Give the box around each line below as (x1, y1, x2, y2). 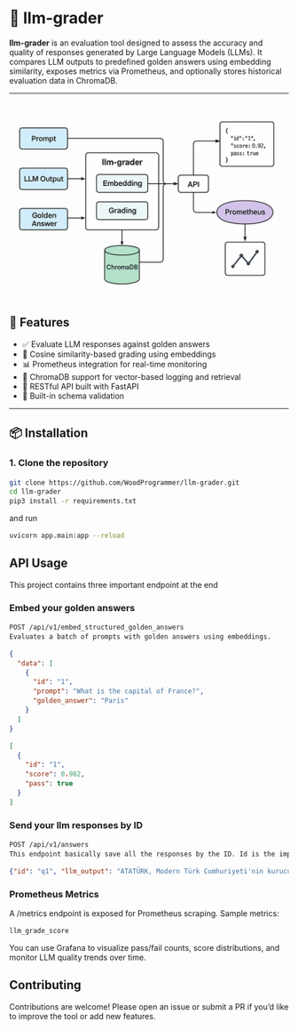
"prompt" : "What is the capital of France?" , (32, 687, 204, 696)
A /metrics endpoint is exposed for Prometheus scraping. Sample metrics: (9, 908, 279, 919)
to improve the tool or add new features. (9, 1010, 156, 1021)
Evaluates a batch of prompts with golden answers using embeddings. (9, 632, 272, 641)
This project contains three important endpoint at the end (9, 579, 219, 590)
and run (9, 513, 38, 524)
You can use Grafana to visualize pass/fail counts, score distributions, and (9, 942, 280, 953)
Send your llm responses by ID (9, 818, 144, 831)
